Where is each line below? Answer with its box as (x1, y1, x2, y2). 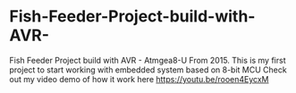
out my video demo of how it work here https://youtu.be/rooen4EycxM (9, 73, 269, 84)
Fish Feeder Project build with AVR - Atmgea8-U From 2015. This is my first (9, 55, 286, 65)
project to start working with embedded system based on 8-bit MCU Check (9, 64, 288, 75)
